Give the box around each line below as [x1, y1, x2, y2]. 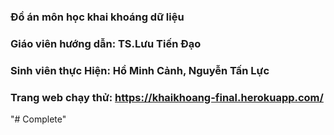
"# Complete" [10, 113, 67, 125]
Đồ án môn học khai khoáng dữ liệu [10, 10, 185, 24]
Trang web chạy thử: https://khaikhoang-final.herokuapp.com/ [10, 90, 324, 104]
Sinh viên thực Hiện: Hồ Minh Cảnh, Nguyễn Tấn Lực [10, 63, 270, 77]
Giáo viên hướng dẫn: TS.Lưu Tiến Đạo [10, 36, 202, 50]
